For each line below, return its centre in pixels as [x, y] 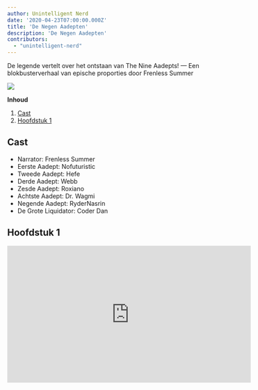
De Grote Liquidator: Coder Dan [63, 211]
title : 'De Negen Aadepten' [48, 26]
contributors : [28, 40]
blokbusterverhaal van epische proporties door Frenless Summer [100, 73]
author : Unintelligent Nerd [48, 14]
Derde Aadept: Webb [47, 181]
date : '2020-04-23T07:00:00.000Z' [57, 20]
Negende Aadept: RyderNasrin [61, 203]
